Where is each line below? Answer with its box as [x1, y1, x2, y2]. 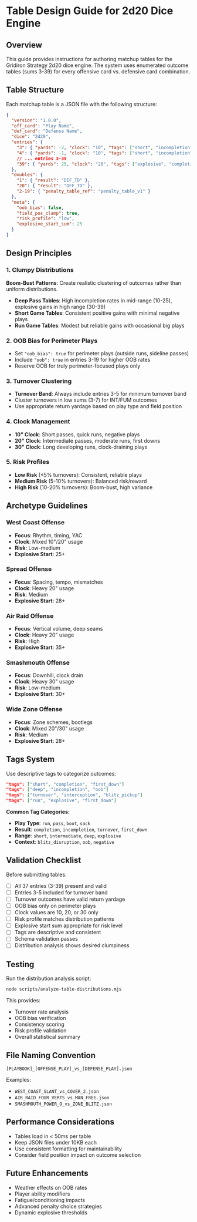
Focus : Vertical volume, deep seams [14, 625, 103, 632]
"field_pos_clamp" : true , [16, 210, 80, 216]
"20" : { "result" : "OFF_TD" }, [16, 183, 93, 189]
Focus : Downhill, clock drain [14, 672, 84, 679]
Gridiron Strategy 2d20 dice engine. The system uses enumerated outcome [6, 62, 189, 69]
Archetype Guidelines [6, 501, 88, 511]
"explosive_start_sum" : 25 [16, 221, 83, 227]
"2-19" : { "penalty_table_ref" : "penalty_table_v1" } [16, 188, 151, 194]
